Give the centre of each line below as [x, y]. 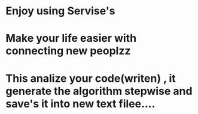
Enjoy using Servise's [60, 11]
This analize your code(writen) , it [91, 78]
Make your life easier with [71, 38]
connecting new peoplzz [68, 51]
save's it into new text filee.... [80, 104]
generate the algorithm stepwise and [99, 91]
